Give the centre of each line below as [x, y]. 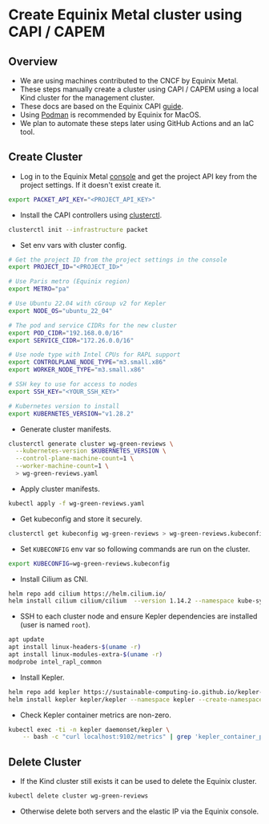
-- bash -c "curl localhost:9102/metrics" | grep [107, 737]
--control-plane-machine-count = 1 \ [75, 459]
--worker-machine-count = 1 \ [62, 466]
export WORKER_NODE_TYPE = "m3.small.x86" [77, 370]
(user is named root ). [55, 625]
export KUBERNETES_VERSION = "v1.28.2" [71, 414]
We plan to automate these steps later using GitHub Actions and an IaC [137, 123]
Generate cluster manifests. [66, 429]
